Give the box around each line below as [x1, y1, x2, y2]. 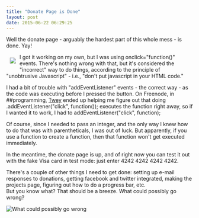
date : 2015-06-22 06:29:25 [6, 20, 73, 25]
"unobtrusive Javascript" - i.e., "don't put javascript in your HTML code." [6, 72, 184, 80]
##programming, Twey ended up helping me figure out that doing [6, 97, 166, 104]
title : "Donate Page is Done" [6, 8, 81, 15]
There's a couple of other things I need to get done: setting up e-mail [6, 169, 175, 176]
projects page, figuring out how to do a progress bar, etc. [6, 181, 146, 188]
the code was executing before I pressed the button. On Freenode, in [6, 90, 175, 98]
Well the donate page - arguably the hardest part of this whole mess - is [6, 36, 182, 43]
